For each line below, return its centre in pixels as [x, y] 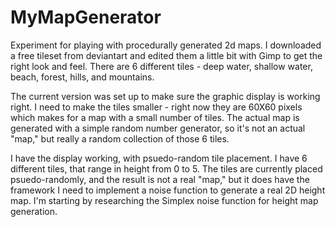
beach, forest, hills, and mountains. [82, 77]
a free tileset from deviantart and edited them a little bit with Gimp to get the [166, 55]
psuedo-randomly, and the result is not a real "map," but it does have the [160, 179]
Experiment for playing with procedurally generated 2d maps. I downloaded [166, 45]
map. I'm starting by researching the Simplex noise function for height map [164, 200]
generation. [34, 211]
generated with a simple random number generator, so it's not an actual [158, 128]
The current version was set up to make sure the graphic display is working [165, 96]
